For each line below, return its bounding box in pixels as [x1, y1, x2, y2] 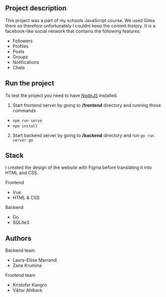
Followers [12, 38, 33, 44]
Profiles [12, 43, 29, 49]
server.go [12, 138, 34, 143]
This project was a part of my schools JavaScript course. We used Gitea [5, 17, 155, 23]
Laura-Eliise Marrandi [12, 257, 57, 263]
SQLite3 [12, 220, 30, 226]
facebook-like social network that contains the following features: [5, 28, 141, 34]
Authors [5, 234, 32, 243]
